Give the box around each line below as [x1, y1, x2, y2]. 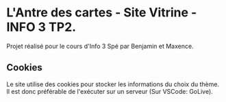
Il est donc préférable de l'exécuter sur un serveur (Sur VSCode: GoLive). [6, 87, 213, 95]
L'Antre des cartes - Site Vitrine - [6, 5, 197, 21]
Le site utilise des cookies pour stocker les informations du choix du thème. [6, 80, 220, 88]
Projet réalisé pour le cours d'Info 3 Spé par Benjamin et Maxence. [6, 42, 194, 50]
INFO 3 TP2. [6, 19, 77, 35]
